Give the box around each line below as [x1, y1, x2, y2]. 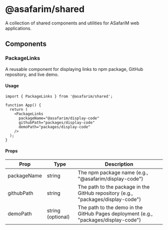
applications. [5, 25, 31, 31]
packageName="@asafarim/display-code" [18, 116, 99, 121]
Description [104, 161, 133, 168]
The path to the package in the [77, 184, 150, 191]
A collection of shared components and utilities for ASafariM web [5, 20, 139, 26]
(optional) [46, 214, 70, 221]
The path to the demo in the [77, 204, 143, 211]
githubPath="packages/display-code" [18, 120, 95, 125]
